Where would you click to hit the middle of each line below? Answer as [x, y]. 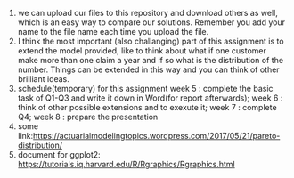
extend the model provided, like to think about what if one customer [142, 51]
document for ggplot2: [59, 154]
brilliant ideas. [43, 79]
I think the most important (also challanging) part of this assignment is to [151, 41]
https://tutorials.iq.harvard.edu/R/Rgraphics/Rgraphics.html [126, 164]
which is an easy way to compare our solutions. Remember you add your [151, 22]
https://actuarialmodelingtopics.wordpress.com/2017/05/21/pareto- [156, 136]
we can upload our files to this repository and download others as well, [147, 13]
